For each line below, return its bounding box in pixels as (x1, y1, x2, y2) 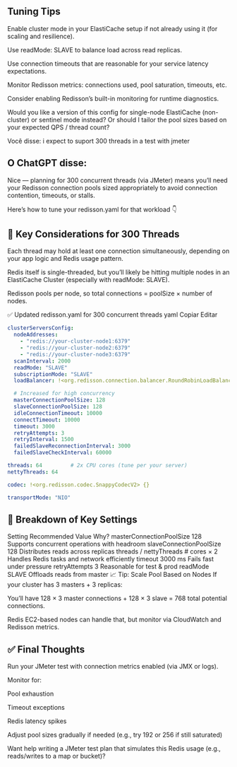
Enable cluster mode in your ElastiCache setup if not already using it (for (7, 24, 218, 33)
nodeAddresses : (13, 332, 59, 339)
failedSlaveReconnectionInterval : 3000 (13, 443, 131, 450)
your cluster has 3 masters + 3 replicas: (7, 580, 123, 589)
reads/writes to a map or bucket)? (7, 752, 106, 761)
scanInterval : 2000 (13, 357, 71, 365)
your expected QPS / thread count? (7, 123, 110, 131)
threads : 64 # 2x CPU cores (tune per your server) (7, 462, 188, 469)
